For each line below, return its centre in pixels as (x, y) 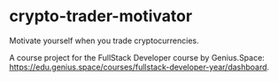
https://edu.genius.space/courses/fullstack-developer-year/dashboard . (139, 67)
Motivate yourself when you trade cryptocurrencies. (104, 40)
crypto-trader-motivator (101, 16)
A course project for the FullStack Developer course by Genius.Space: (137, 57)
